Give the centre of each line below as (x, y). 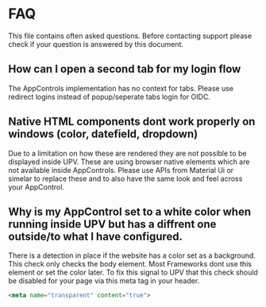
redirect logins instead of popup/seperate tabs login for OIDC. (109, 97)
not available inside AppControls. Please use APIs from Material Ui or (121, 170)
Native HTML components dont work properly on (132, 122)
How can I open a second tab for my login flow (125, 69)
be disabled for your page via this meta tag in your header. (104, 281)
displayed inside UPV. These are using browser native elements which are (129, 161)
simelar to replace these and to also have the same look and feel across (125, 178)
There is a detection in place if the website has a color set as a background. (132, 255)
